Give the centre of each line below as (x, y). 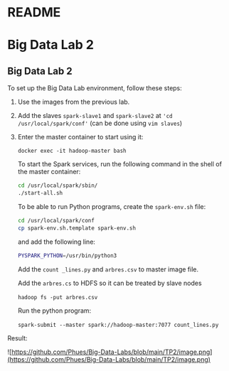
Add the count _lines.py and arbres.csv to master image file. (108, 269)
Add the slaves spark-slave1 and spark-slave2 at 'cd (95, 116)
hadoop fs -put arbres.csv (58, 297)
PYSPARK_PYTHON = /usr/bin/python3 (67, 256)
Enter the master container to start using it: (80, 137)
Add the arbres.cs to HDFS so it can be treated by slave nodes (110, 283)
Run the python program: (54, 311)
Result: (17, 338)
